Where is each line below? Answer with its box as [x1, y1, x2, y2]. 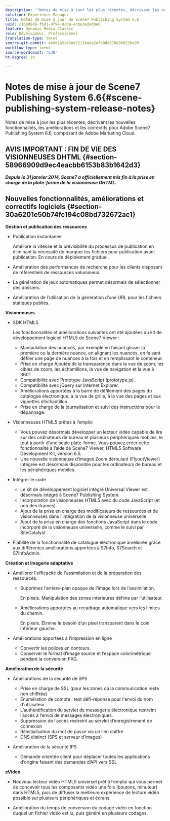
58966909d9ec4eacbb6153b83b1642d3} [5, 160, 141, 169]
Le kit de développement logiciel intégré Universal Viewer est [20, 486, 148, 492]
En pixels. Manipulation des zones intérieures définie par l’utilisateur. [20, 595, 163, 601]
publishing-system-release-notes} [5, 103, 156, 114]
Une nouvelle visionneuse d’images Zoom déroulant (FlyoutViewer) [20, 455, 160, 462]
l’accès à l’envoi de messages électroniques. [20, 712, 113, 718]
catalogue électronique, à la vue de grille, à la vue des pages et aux [20, 393, 161, 399]
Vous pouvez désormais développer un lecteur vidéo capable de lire [20, 429, 163, 435]
